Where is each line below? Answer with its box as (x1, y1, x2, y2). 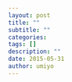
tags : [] (8, 41, 37, 48)
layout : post (8, 11, 51, 20)
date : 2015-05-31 (8, 55, 65, 63)
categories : (8, 33, 47, 41)
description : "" (8, 48, 61, 55)
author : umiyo (8, 62, 55, 70)
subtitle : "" (8, 26, 51, 34)
